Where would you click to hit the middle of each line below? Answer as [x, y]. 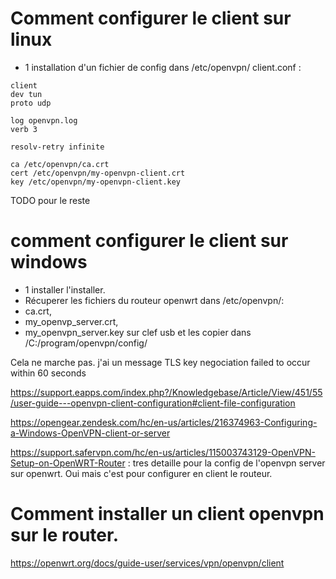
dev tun [26, 94]
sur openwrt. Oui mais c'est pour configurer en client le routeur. [141, 473]
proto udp [31, 103]
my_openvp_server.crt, [71, 321]
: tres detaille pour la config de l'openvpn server [226, 463]
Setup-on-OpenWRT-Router [68, 463]
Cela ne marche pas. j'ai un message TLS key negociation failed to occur [160, 362]
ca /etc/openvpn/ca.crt [60, 164]
